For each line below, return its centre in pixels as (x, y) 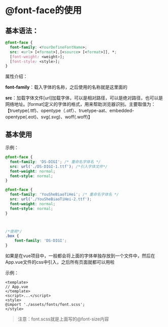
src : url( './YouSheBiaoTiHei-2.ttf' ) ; (51, 199)
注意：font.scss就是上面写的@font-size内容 (63, 319)
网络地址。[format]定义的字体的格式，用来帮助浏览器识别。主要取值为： (80, 104)
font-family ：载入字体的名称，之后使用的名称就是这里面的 (66, 87)
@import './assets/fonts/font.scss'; (45, 305)
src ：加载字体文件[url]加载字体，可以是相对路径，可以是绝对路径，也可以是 (84, 98)
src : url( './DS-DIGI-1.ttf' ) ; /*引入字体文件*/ (59, 167)
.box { (12, 236)
